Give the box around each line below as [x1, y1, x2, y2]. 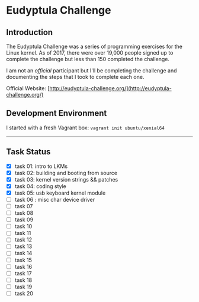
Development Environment [6, 108, 107, 119]
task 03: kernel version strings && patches [14, 176, 118, 183]
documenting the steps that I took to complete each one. [6, 74, 145, 80]
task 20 [14, 290, 34, 297]
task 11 [14, 230, 31, 237]
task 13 [14, 243, 33, 250]
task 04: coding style [14, 182, 67, 190]
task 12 [14, 236, 33, 243]
